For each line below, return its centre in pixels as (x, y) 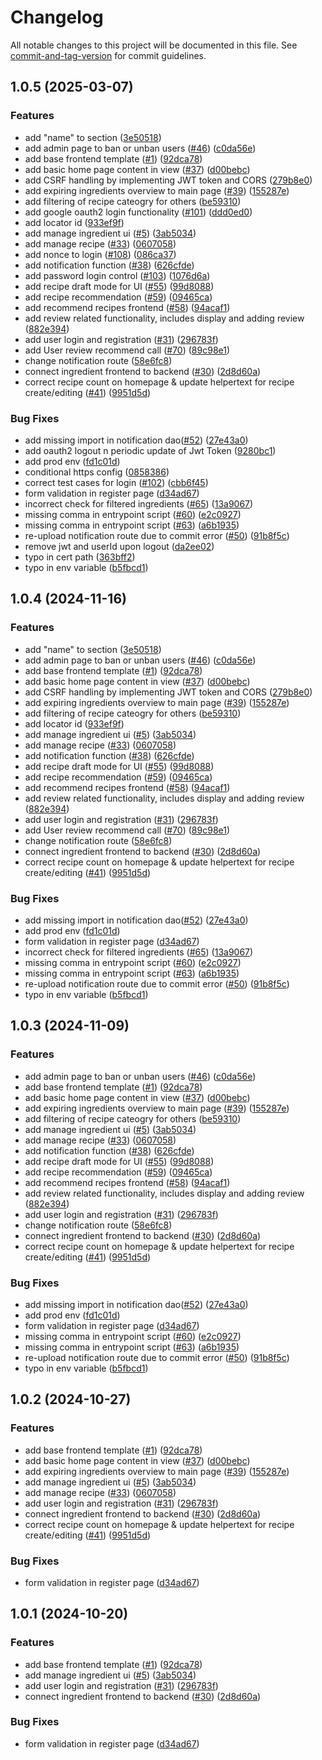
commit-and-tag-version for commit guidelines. (108, 55)
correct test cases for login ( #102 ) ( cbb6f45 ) (116, 482)
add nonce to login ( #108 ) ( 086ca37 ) (100, 254)
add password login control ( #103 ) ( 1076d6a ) (117, 275)
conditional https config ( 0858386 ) (97, 472)
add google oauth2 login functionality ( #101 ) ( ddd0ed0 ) (138, 212)
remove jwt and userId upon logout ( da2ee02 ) (119, 546)
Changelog (57, 17)
